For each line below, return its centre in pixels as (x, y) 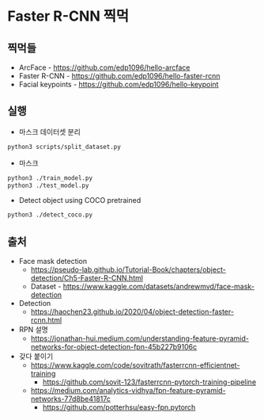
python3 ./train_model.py (50, 178)
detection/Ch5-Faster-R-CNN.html (87, 278)
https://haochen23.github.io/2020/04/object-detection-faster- (132, 312)
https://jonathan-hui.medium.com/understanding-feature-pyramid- (140, 338)
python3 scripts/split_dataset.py (64, 147)
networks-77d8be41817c (71, 399)
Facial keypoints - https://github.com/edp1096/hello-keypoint (119, 84)
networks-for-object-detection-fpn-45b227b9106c (114, 347)
